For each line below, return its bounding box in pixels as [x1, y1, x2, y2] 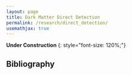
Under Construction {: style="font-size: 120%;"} [6, 42, 127, 49]
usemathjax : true [6, 25, 50, 32]
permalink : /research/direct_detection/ [6, 20, 109, 26]
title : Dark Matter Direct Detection [6, 14, 100, 20]
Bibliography [6, 59, 55, 69]
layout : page [6, 8, 39, 15]
